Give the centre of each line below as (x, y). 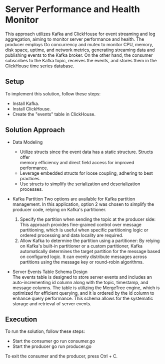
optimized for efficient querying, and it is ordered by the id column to (83, 293)
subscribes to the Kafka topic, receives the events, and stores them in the (81, 60)
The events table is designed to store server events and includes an (82, 277)
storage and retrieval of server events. (52, 304)
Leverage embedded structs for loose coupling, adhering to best (86, 173)
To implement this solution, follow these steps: (53, 93)
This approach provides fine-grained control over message (80, 224)
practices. (30, 178)
